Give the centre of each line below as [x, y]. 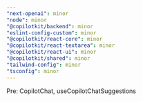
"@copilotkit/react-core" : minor [55, 39]
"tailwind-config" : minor [44, 65]
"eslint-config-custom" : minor [51, 33]
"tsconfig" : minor [33, 71]
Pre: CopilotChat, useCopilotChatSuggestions [71, 91]
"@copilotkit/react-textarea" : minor [61, 45]
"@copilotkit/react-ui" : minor [51, 52]
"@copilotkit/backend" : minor [50, 26]
